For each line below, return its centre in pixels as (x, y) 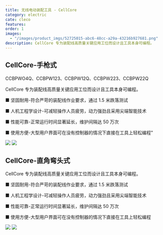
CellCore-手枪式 (31, 65)
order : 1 (15, 29)
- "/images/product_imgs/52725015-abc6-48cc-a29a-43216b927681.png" (84, 39)
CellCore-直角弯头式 (38, 160)
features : (16, 24)
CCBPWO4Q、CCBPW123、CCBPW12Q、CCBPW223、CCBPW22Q (77, 78)
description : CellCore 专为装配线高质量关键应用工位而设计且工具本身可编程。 (80, 43)
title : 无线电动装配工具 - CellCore (41, 10)
